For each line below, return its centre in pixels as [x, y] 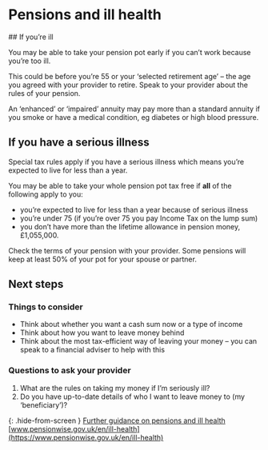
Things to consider [46, 307]
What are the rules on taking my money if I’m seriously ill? [115, 388]
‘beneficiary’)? [44, 404]
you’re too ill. [30, 61]
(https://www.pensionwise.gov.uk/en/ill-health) [86, 437]
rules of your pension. [44, 93]
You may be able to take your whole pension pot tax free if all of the [120, 185]
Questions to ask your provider [70, 371]
